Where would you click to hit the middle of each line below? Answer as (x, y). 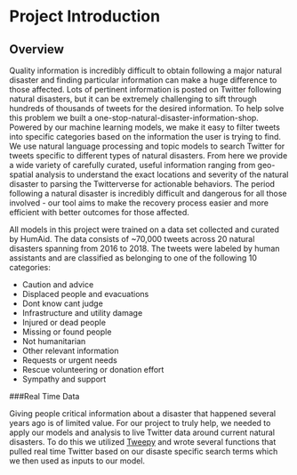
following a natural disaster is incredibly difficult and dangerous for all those (148, 193)
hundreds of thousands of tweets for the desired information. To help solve (147, 108)
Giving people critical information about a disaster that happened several (143, 414)
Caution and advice (58, 285)
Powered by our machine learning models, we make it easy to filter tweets (144, 127)
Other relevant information (70, 350)
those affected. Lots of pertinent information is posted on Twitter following (145, 89)
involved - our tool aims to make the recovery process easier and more (139, 203)
